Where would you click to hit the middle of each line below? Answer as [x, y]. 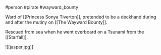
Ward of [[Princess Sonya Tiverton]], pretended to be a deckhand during [81, 17]
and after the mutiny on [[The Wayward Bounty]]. [56, 22]
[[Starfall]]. [17, 37]
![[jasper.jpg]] [19, 47]
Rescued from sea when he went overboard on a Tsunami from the [75, 32]
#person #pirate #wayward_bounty [42, 7]
